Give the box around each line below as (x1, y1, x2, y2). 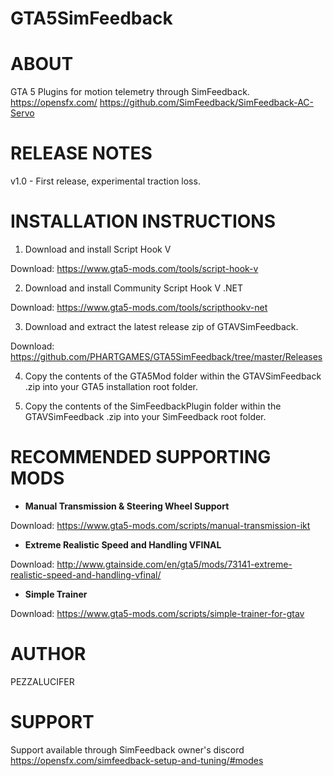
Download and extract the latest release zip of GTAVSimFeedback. (24, 321, 299, 332)
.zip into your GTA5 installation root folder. (24, 381, 198, 392)
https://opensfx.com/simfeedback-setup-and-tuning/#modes (10, 754, 264, 766)
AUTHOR (10, 643, 87, 666)
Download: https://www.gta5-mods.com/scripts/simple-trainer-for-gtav (10, 607, 305, 619)
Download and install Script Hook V (24, 243, 172, 255)
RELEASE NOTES (10, 142, 153, 165)
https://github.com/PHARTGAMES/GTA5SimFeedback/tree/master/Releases (10, 351, 323, 362)
